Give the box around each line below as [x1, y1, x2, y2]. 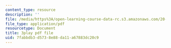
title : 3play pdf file [5, 30, 53, 35]
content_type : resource [5, 7, 56, 12]
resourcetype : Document [5, 26, 56, 31]
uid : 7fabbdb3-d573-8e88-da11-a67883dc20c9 [5, 35, 99, 40]
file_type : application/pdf [5, 21, 65, 26]
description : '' [5, 12, 40, 17]
